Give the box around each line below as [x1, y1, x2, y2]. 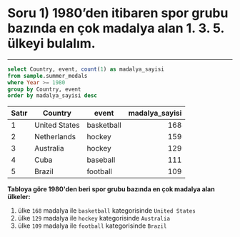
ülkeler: [7, 193, 31, 201]
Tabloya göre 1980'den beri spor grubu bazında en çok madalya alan [7, 185, 216, 193]
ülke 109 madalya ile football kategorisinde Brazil [17, 221, 167, 230]
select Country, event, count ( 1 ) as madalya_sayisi [7, 66, 164, 73]
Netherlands [34, 132, 76, 142]
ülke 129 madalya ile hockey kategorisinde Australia [17, 214, 170, 223]
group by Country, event [7, 86, 81, 93]
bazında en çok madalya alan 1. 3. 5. [7, 20, 225, 36]
